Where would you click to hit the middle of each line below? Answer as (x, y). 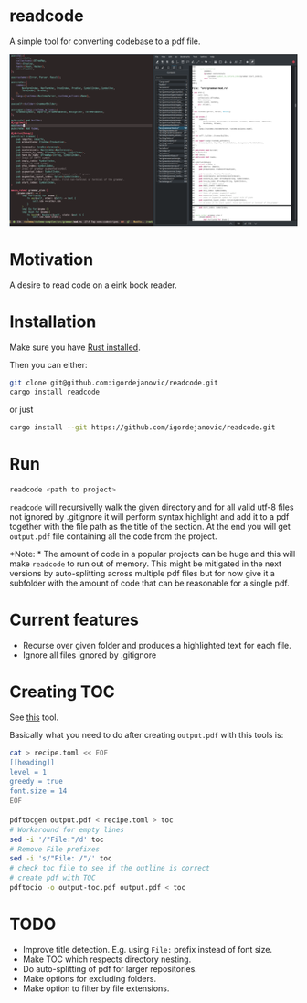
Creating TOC (63, 692)
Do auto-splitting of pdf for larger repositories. (110, 968)
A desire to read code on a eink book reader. (93, 285)
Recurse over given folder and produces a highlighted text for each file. (157, 645)
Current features (74, 620)
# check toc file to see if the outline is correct (110, 869)
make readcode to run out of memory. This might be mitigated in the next (145, 564)
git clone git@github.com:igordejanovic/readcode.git (114, 383)
